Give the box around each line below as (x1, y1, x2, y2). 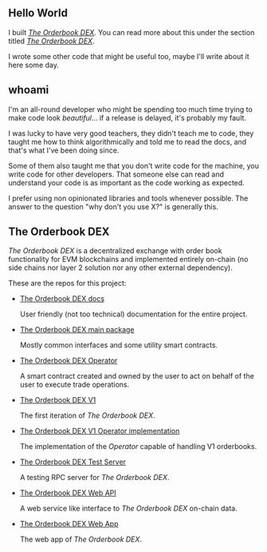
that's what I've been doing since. (8, 145, 120, 155)
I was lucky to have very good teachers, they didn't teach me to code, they (8, 128, 254, 138)
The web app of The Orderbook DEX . (19, 534, 142, 544)
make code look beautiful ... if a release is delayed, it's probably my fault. (8, 113, 247, 122)
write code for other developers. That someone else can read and (8, 169, 225, 179)
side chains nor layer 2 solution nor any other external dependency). (8, 263, 233, 272)
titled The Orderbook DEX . (8, 36, 95, 46)
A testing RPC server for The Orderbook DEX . (19, 473, 170, 483)
